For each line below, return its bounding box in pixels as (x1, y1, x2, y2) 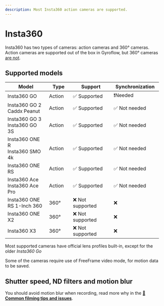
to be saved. (5, 263, 30, 269)
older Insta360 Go (5, 248, 42, 254)
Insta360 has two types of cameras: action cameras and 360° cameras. (5, 44, 150, 50)
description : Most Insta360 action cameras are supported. (5, 7, 128, 12)
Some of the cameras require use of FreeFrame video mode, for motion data (5, 258, 159, 264)
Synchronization (115, 84, 155, 90)
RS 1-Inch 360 (7, 202, 42, 209)
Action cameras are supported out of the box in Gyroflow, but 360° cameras (5, 49, 159, 55)
